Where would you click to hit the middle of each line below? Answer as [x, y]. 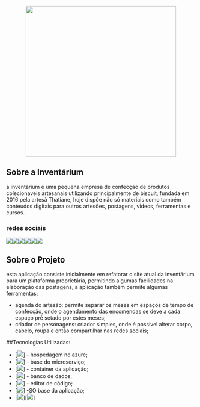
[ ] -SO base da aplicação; [50, 390]
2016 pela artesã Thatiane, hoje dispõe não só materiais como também [94, 199]
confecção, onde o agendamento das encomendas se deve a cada [98, 311]
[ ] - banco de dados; [44, 376]
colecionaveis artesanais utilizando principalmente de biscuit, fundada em [98, 193]
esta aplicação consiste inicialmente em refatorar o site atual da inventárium [100, 274]
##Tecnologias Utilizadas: [38, 342]
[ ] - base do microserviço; [50, 362]
